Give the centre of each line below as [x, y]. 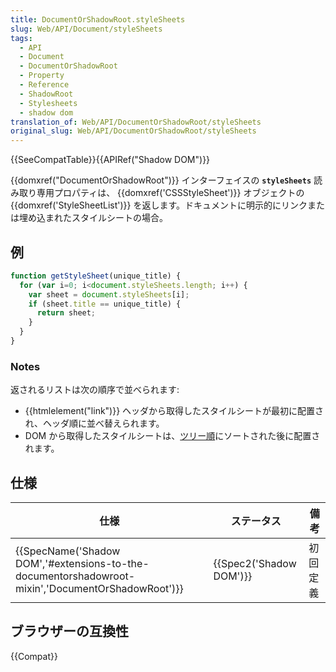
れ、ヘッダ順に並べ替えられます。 [94, 423]
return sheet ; [66, 313]
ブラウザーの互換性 [69, 631]
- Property [42, 76]
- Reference [44, 85]
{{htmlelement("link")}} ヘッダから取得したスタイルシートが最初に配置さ [174, 411]
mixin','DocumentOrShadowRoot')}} [99, 589]
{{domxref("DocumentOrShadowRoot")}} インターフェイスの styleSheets [161, 180]
